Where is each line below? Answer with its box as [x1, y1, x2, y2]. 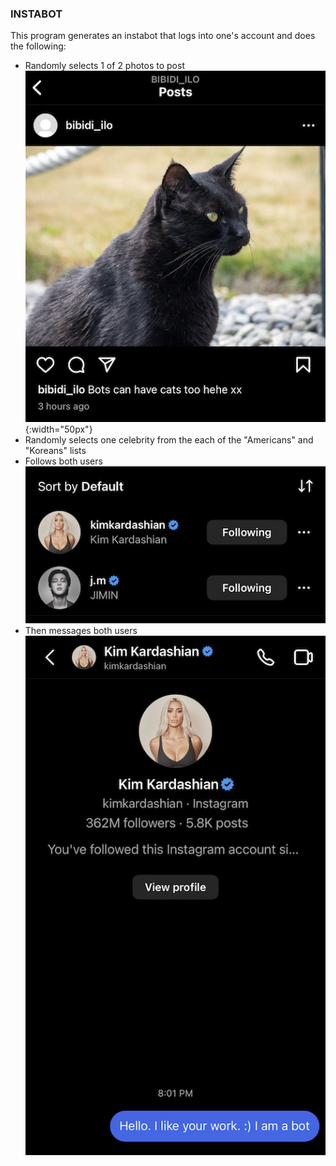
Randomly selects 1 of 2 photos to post [24, 60, 185, 72]
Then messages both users [24, 624, 138, 636]
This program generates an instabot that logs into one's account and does [10, 30, 316, 42]
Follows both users [24, 455, 103, 467]
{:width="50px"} [24, 423, 93, 436]
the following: [10, 40, 67, 52]
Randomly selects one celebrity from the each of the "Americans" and [24, 434, 314, 446]
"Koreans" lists [24, 445, 87, 457]
